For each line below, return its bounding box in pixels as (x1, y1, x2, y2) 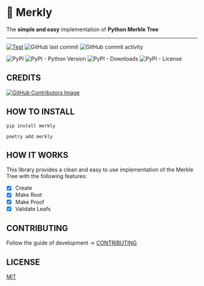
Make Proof (15, 198, 44, 206)
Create (15, 184, 32, 191)
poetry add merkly (6, 134, 53, 140)
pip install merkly (6, 123, 56, 129)
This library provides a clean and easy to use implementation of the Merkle (6, 166, 194, 173)
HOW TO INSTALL (6, 107, 75, 117)
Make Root (15, 191, 42, 199)
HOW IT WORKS (6, 149, 69, 160)
